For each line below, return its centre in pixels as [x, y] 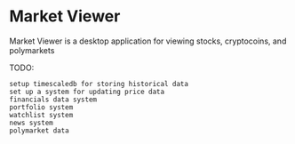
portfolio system [41, 107]
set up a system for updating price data [87, 92]
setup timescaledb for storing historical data [99, 84]
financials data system [53, 100]
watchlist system [41, 115]
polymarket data [39, 131]
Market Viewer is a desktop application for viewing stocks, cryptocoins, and [148, 41]
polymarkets [32, 50]
